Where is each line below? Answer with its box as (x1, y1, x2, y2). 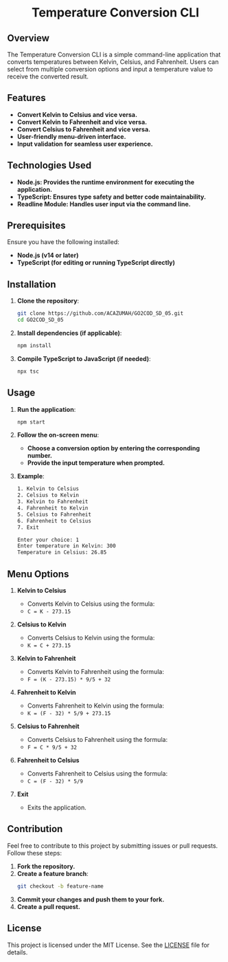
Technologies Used (7, 160, 91, 171)
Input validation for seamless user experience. (16, 140, 153, 148)
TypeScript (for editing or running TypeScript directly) (16, 259, 175, 267)
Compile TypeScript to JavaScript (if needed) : (16, 354, 151, 362)
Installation (7, 278, 56, 290)
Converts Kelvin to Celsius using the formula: (27, 600, 155, 608)
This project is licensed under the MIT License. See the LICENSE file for (7, 941, 210, 949)
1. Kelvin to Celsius (16, 485, 79, 492)
